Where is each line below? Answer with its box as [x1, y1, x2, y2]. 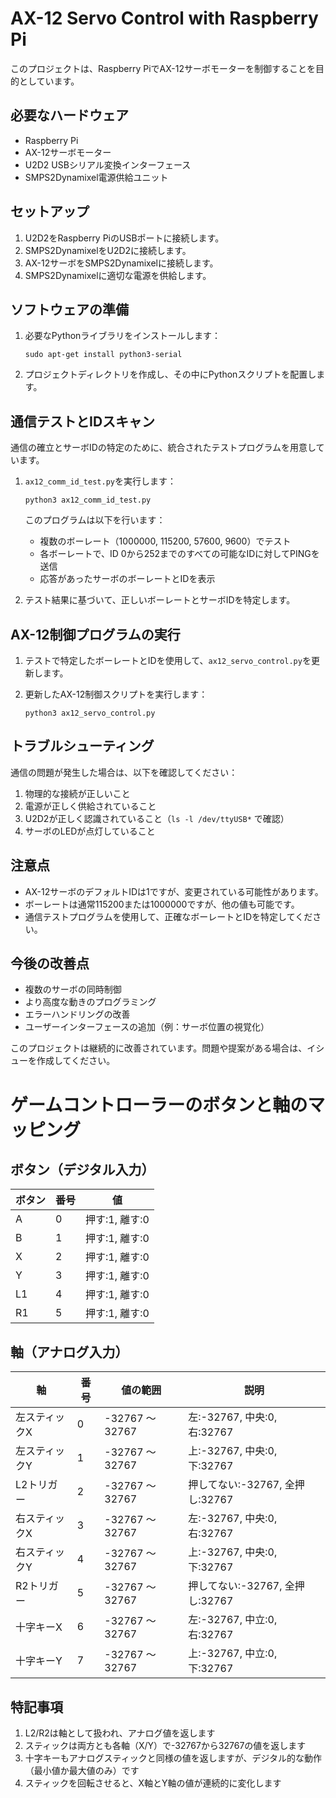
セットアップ [10, 203, 90, 221]
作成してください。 [36, 1055, 116, 1067]
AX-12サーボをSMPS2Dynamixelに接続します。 [24, 257, 219, 269]
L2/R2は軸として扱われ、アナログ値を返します [24, 1727, 216, 1739]
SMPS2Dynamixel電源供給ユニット [24, 171, 169, 183]
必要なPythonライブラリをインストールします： [24, 330, 222, 342]
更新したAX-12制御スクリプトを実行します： [24, 688, 208, 700]
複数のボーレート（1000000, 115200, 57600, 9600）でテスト [39, 535, 292, 547]
